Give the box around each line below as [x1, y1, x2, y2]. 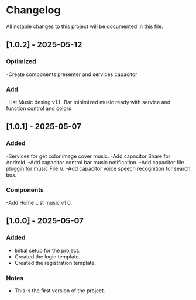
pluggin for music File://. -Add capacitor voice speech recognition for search [6, 165, 191, 172]
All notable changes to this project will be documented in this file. [6, 23, 164, 30]
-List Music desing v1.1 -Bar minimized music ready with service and [6, 98, 171, 105]
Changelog [6, 4, 61, 17]
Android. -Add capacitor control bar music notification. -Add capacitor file [6, 158, 184, 165]
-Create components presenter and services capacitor [6, 71, 137, 78]
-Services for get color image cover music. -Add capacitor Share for [6, 153, 171, 160]
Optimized [6, 57, 36, 65]
